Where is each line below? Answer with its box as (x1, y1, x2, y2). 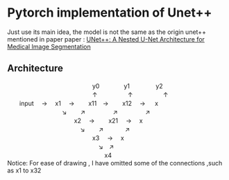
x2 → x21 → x (74, 116, 144, 125)
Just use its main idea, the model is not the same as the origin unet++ (7, 28, 207, 36)
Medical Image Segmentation (7, 42, 92, 51)
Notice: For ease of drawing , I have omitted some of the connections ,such (7, 159, 223, 167)
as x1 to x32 (7, 166, 42, 174)
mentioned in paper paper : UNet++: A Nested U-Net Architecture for (7, 35, 205, 43)
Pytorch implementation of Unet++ (7, 5, 212, 21)
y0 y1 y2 (92, 82, 163, 90)
